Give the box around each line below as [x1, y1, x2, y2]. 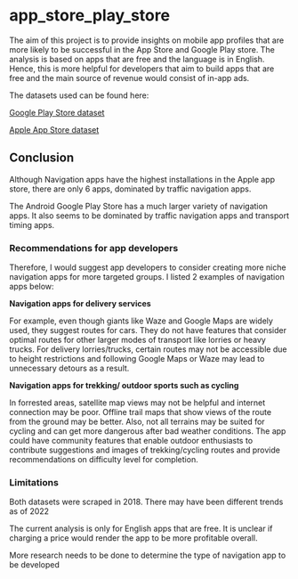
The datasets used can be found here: [9, 90, 149, 101]
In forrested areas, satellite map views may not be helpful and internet [9, 397, 266, 408]
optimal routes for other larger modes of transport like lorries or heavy [9, 335, 267, 346]
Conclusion [9, 151, 75, 166]
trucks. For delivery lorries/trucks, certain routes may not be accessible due [9, 344, 287, 355]
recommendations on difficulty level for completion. [9, 454, 198, 465]
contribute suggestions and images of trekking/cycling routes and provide [9, 444, 280, 455]
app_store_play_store [9, 5, 171, 26]
